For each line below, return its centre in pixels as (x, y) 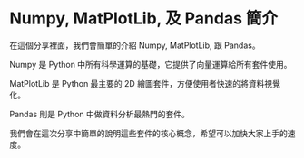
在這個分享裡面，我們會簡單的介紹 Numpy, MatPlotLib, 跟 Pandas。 (135, 45)
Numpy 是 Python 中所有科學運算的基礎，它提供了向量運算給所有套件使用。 (151, 64)
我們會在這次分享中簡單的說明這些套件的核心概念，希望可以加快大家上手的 (148, 133)
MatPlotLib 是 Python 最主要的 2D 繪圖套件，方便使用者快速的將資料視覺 (145, 83)
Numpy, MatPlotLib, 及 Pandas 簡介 (144, 19)
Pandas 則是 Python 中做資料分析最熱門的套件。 (100, 114)
